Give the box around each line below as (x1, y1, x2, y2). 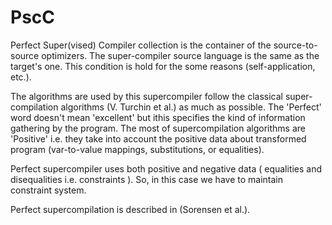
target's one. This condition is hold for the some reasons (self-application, (10, 60, 316, 72)
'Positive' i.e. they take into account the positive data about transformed (10, 132, 307, 145)
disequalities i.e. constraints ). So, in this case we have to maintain (10, 173, 283, 185)
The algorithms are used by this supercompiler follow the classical (10, 90, 283, 102)
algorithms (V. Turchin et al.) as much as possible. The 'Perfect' (60, 101, 322, 113)
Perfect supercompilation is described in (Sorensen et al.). (10, 203, 251, 215)
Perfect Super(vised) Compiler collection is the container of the (10, 39, 272, 51)
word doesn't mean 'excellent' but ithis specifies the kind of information (10, 111, 306, 123)
